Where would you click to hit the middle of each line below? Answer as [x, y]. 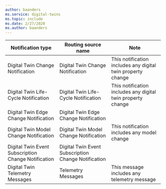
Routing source [83, 45]
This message [127, 167]
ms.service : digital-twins [33, 14]
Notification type [31, 48]
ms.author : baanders [26, 28]
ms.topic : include [24, 19]
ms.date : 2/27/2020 [25, 23]
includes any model [134, 133]
